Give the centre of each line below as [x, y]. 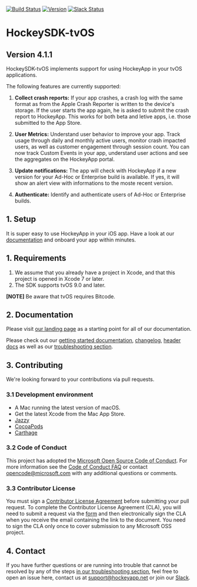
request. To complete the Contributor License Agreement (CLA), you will [94, 508]
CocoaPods [29, 426]
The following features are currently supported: [64, 86]
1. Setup [21, 219]
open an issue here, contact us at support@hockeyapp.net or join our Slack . [98, 578]
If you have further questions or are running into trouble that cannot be [92, 565]
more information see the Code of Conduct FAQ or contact [77, 467]
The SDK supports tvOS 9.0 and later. [60, 285]
